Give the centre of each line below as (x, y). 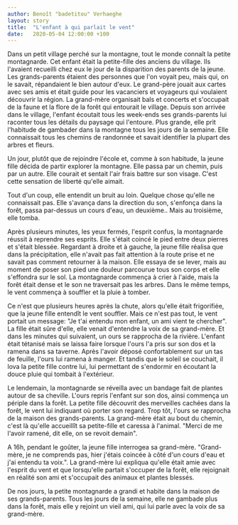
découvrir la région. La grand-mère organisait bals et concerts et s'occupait (118, 100)
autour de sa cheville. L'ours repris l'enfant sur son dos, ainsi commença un (118, 395)
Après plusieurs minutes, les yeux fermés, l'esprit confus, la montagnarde (115, 232)
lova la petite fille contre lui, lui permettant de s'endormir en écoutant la (112, 367)
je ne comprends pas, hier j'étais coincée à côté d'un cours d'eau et (125, 455)
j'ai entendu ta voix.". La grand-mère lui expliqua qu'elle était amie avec (112, 462)
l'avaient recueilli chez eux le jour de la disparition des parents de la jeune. (117, 69)
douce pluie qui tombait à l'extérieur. (61, 374)
